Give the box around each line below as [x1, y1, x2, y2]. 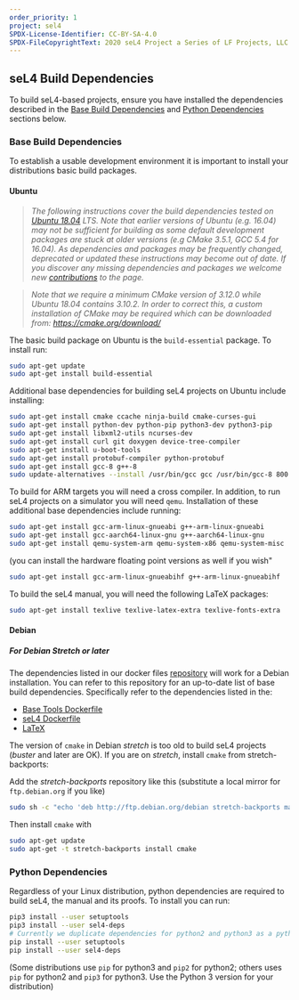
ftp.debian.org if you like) [9, 785, 106, 797]
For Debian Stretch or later [9, 645, 109, 655]
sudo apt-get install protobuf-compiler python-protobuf [9, 453, 225, 463]
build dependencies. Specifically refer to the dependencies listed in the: [9, 687, 273, 697]
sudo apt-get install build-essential [9, 370, 153, 378]
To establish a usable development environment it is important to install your [9, 156, 289, 167]
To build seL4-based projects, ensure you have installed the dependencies [9, 94, 284, 105]
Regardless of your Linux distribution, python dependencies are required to [9, 886, 285, 897]
